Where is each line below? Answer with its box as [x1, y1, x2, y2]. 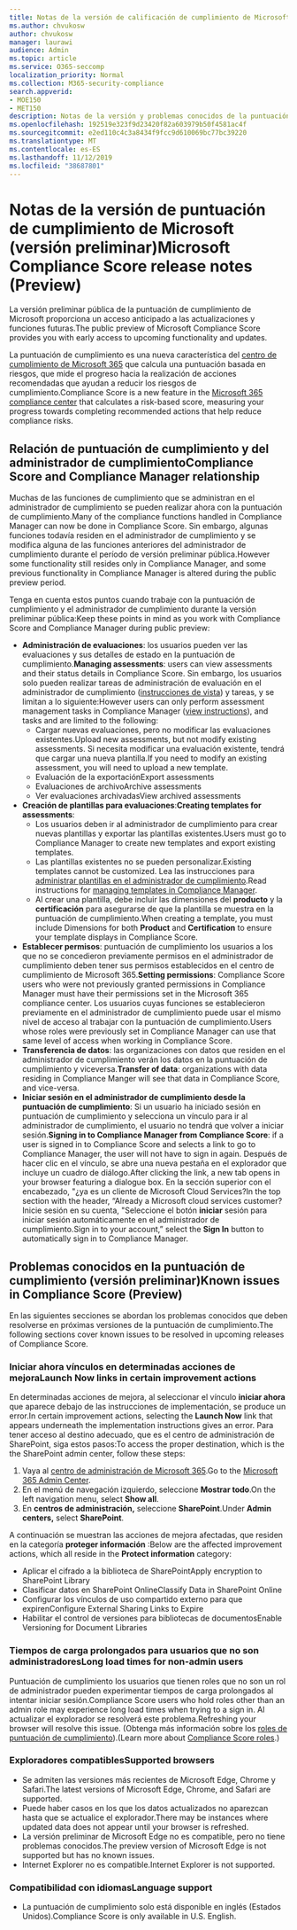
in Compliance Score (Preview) [9, 1286, 183, 1301]
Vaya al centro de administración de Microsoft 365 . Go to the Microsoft [21, 1465, 278, 1476]
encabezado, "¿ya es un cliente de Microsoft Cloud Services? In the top [21, 1186, 281, 1197]
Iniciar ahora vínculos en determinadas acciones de [9, 1360, 236, 1372]
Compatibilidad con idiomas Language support [9, 1881, 213, 1894]
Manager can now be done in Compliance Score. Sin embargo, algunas [9, 520, 269, 532]
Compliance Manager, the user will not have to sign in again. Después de [21, 1149, 288, 1160]
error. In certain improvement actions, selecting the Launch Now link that [9, 1410, 273, 1421]
